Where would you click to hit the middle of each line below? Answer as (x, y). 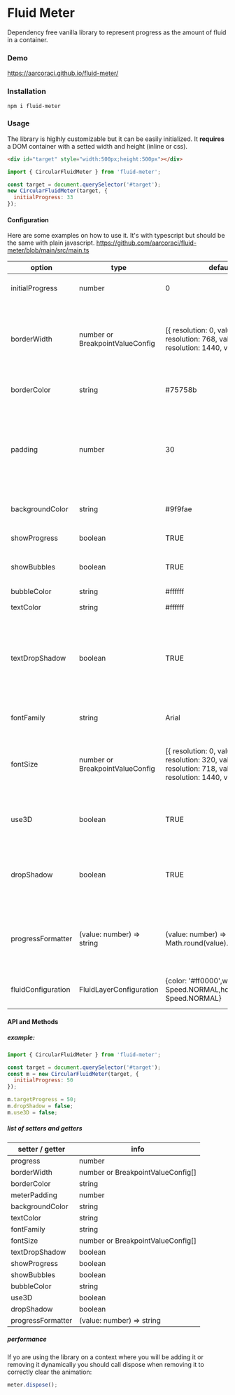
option (42, 268)
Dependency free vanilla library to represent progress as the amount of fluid (117, 32)
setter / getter (42, 1149)
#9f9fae (179, 509)
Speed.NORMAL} (193, 999)
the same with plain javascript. (51, 243)
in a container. (28, 39)
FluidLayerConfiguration (119, 990)
